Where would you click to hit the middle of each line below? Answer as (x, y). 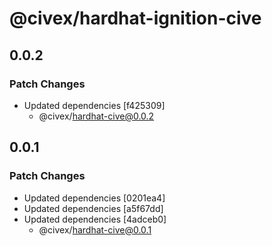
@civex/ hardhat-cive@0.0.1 (95, 229)
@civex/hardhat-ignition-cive (135, 18)
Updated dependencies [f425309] (94, 105)
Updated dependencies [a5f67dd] (93, 208)
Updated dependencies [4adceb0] (95, 219)
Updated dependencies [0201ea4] (94, 198)
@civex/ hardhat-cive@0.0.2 (96, 116)
